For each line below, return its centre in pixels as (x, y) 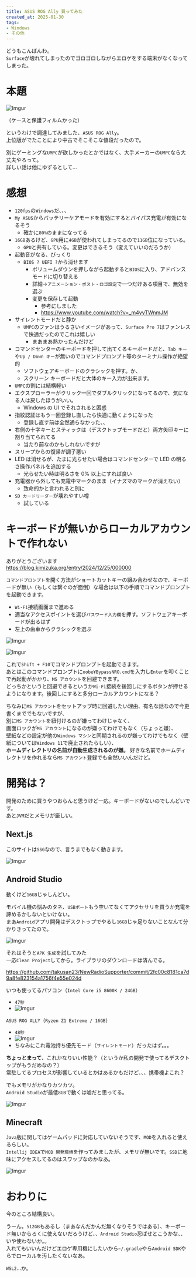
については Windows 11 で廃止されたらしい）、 (64, 742)
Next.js (20, 834)
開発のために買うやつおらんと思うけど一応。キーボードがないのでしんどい (96, 801)
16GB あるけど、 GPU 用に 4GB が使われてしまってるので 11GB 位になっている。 (102, 240)
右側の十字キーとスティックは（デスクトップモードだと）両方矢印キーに (102, 430)
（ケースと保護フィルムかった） (44, 120)
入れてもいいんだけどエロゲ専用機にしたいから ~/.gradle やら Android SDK (94, 1248)
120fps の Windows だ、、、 (42, 210)
